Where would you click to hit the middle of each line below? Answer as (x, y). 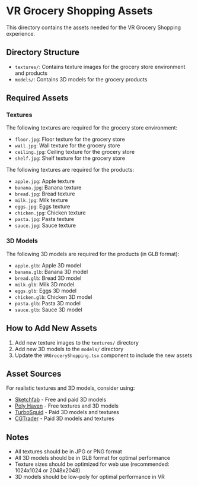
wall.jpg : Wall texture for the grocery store (67, 146)
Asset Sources (34, 373)
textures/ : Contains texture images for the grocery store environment (100, 67)
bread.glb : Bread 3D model (48, 278)
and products (31, 73)
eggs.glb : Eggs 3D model (46, 291)
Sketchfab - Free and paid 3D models (60, 400)
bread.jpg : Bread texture (45, 194)
